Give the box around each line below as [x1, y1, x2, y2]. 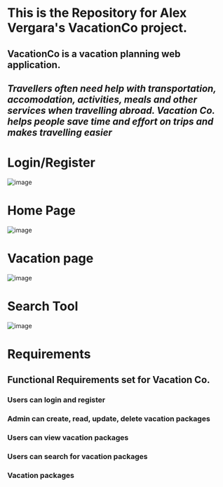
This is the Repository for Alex [7, 5, 187, 21]
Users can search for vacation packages [7, 451, 148, 461]
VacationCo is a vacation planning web [7, 48, 181, 60]
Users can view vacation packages [7, 433, 129, 443]
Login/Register [7, 155, 96, 171]
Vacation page [7, 251, 94, 266]
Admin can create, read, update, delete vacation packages [7, 414, 210, 424]
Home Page [7, 202, 76, 219]
